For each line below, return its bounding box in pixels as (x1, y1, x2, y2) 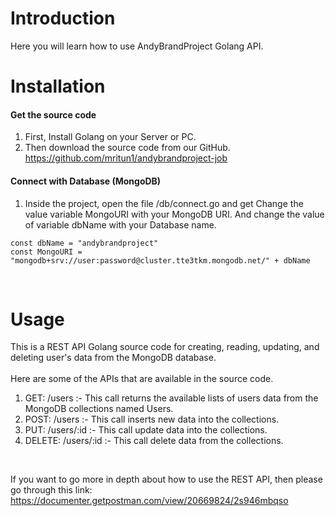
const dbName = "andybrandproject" (10, 238, 159, 248)
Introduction (10, 7, 116, 30)
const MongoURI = (10, 247, 83, 257)
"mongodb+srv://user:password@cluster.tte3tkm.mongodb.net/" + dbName (10, 255, 311, 266)
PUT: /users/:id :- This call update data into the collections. (24, 424, 268, 436)
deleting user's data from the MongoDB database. (10, 352, 217, 364)
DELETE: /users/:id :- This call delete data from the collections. (24, 435, 284, 447)
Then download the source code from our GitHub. (24, 142, 231, 154)
